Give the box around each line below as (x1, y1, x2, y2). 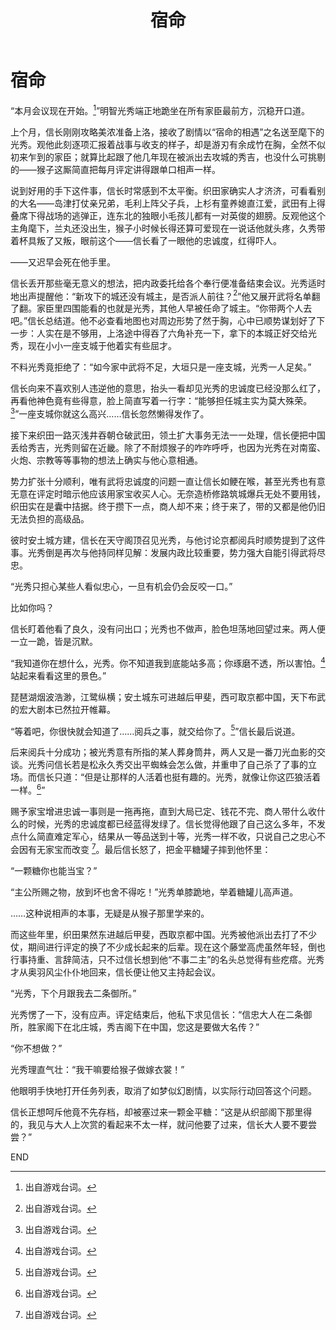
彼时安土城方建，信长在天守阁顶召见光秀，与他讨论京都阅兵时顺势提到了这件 (10, 534, 326, 546)
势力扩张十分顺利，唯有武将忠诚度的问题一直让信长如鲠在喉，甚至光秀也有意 (10, 475, 326, 487)
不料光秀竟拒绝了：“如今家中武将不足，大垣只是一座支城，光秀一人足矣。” (10, 361, 312, 373)
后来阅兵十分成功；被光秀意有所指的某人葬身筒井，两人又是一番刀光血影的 (10, 746, 317, 758)
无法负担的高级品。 (10, 512, 90, 525)
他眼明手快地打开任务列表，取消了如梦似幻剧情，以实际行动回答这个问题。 (10, 1084, 317, 1096)
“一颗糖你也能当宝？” (10, 864, 98, 876)
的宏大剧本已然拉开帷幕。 (10, 703, 116, 715)
